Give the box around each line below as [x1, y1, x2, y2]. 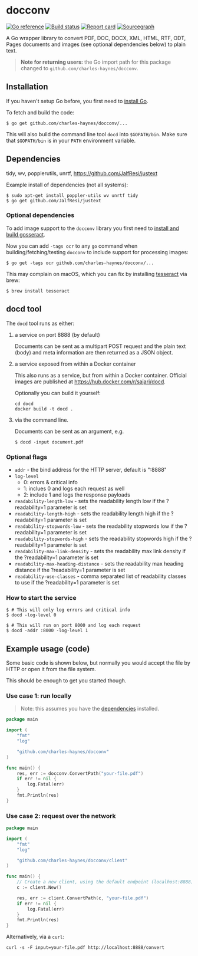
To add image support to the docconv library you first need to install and [6, 225, 180, 232]
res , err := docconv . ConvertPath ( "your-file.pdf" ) [16, 770, 144, 776]
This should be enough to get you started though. [6, 677, 127, 684]
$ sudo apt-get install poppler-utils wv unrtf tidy [6, 192, 138, 198]
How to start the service [6, 593, 77, 602]
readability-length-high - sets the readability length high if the [14, 510, 170, 517]
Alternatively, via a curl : [6, 933, 65, 941]
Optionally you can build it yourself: [14, 389, 101, 396]
